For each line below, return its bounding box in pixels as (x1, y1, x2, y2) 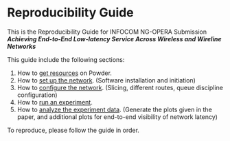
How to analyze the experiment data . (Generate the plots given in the (16, 105, 213, 113)
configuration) (16, 91, 58, 99)
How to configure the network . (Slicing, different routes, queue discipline (16, 83, 223, 91)
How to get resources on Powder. (16, 69, 112, 77)
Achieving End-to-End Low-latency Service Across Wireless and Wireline (7, 34, 222, 43)
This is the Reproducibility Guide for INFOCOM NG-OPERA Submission (7, 28, 207, 36)
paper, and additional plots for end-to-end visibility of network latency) (16, 112, 218, 121)
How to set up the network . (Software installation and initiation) (16, 76, 196, 84)
